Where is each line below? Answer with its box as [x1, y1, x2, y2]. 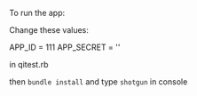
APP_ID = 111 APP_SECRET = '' [9, 42, 121, 52]
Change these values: [9, 25, 89, 35]
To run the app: [9, 8, 66, 18]
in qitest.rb [9, 60, 49, 69]
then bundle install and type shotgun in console [9, 76, 188, 87]
